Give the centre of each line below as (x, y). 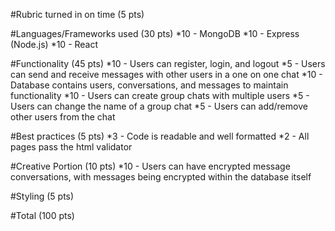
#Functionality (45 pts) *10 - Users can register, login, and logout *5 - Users (168, 63)
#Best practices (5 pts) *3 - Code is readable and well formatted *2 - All (160, 136)
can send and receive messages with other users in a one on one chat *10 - (166, 74)
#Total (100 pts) (42, 215)
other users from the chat (63, 117)
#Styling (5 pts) (42, 196)
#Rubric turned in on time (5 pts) (77, 14)
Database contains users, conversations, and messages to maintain (149, 85)
